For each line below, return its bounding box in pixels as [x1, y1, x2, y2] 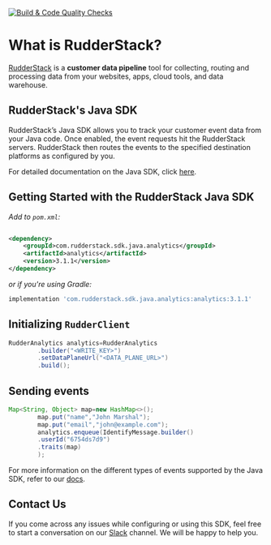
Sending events [8, 384, 89, 397]
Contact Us [8, 497, 67, 511]
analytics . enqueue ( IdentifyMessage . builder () [37, 428, 195, 436]
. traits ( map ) [37, 443, 82, 452]
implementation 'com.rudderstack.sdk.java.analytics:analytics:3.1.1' [8, 294, 252, 303]
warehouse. [8, 79, 49, 89]
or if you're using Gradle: [8, 279, 92, 289]
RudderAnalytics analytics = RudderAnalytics [8, 339, 158, 347]
